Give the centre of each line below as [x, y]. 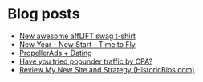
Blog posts [44, 14]
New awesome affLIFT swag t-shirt [77, 36]
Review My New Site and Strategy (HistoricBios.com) [107, 69]
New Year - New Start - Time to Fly [77, 44]
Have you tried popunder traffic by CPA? [86, 61]
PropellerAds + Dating [56, 53]
